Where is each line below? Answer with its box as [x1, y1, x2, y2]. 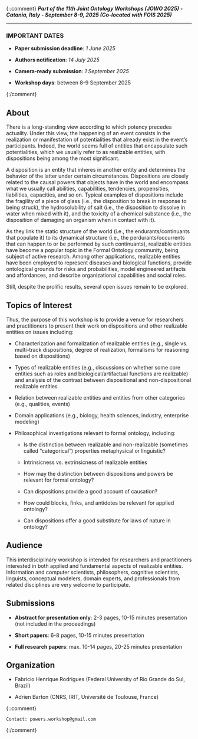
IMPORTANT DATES [6, 31, 64, 40]
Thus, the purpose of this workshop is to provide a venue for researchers [6, 316, 184, 323]
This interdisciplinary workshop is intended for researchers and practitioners [6, 556, 192, 563]
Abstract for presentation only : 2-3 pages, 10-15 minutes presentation [14, 614, 187, 621]
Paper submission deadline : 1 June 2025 [14, 45, 116, 52]
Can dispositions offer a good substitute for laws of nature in [23, 516, 171, 524]
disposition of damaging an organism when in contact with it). [6, 217, 156, 224]
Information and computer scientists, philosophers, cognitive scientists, [6, 568, 180, 575]
